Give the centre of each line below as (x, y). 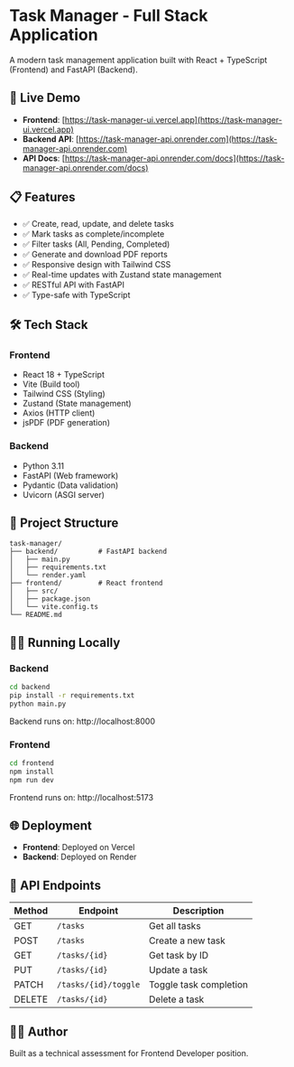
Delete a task (176, 999)
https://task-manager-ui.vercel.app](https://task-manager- (173, 119)
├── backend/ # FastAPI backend (88, 552)
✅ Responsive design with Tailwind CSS (96, 264)
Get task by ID (179, 956)
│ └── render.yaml (48, 576)
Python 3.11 (43, 465)
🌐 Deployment (51, 825)
